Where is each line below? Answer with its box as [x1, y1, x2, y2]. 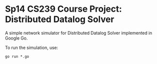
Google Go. [5, 35, 28, 41]
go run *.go [5, 54, 29, 59]
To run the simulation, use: [5, 44, 58, 50]
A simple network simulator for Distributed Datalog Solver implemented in [5, 30, 152, 36]
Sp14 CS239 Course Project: [5, 3, 122, 15]
